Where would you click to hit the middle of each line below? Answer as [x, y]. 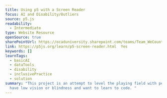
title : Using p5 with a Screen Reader [45, 10]
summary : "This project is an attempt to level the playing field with [81, 83]
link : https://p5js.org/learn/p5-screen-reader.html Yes [66, 47]
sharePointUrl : [21, 42]
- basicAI [20, 60]
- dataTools [22, 65]
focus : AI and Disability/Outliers [42, 14]
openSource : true [23, 38]
